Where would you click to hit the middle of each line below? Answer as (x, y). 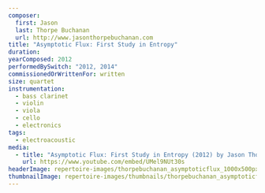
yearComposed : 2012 (40, 60)
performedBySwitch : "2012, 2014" (63, 67)
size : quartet (32, 81)
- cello (28, 118)
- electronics (38, 125)
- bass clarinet (42, 96)
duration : (24, 52)
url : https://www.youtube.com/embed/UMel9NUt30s (104, 162)
